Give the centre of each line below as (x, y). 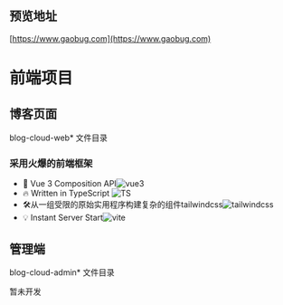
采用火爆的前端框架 (51, 163)
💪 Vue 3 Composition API (70, 184)
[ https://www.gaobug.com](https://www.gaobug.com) (110, 38)
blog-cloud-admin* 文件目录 (62, 272)
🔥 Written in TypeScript (66, 194)
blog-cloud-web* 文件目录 (59, 138)
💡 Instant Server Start (63, 218)
